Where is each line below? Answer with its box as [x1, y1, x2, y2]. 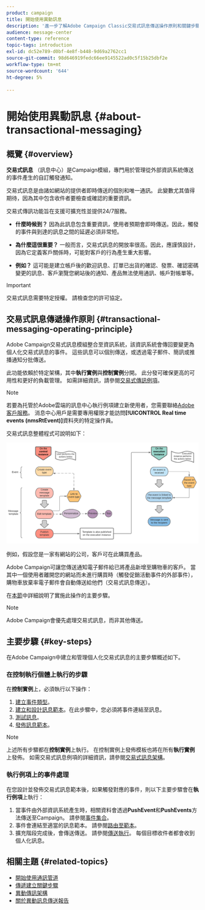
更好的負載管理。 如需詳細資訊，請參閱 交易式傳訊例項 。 [22, 376, 163, 384]
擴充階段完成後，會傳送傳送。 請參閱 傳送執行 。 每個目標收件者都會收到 [15, 829, 195, 837]
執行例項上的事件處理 [6, 771, 69, 779]
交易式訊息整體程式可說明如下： [6, 430, 87, 437]
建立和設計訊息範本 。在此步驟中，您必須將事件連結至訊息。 [15, 706, 165, 713]
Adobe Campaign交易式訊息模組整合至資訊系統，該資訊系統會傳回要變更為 [6, 341, 195, 348]
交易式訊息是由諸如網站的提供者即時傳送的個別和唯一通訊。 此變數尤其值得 [6, 187, 195, 194]
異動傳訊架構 [15, 889, 48, 897]
